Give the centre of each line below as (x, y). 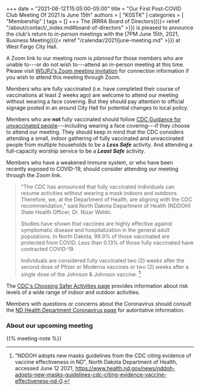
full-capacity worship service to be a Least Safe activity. (76, 151)
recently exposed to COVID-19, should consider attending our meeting (92, 169)
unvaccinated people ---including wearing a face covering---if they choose (98, 126)
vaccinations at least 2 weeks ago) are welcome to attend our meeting (92, 95)
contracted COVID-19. (48, 249)
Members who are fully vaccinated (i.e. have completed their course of (93, 89)
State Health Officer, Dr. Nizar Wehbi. (66, 212)
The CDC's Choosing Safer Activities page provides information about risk (97, 286)
